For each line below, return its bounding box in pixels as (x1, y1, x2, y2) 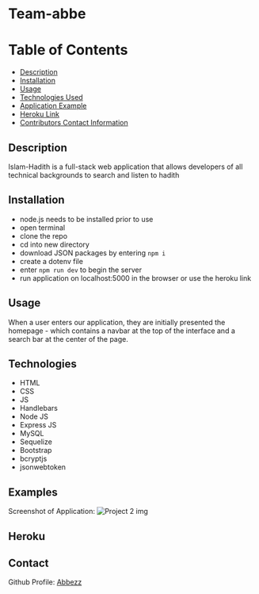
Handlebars (19, 404, 58, 413)
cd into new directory (19, 240, 90, 249)
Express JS (19, 420, 57, 430)
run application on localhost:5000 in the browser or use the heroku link (19, 273, 252, 282)
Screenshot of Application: (8, 507, 95, 516)
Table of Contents (8, 41, 128, 59)
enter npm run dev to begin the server (19, 265, 143, 274)
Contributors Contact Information (19, 118, 128, 128)
